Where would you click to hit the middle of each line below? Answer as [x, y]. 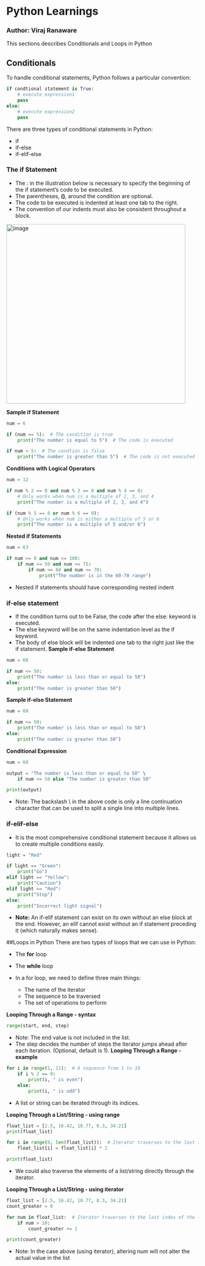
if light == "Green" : [34, 866]
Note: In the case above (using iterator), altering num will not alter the [103, 1251]
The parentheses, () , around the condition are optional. [84, 196]
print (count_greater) [34, 1240]
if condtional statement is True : [50, 89]
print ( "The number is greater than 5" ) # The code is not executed [106, 457]
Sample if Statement [33, 412]
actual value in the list [42, 1258]
